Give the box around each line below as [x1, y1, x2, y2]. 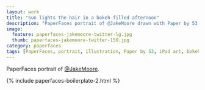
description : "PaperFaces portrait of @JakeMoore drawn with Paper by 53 [6, 20, 198, 26]
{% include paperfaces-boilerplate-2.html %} [6, 77, 120, 84]
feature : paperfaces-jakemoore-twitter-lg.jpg [12, 32, 132, 38]
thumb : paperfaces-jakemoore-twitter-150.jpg [12, 37, 130, 43]
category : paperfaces [6, 43, 62, 49]
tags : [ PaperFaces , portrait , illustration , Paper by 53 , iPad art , [6, 49, 184, 55]
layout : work [6, 9, 40, 15]
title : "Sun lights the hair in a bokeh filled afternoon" [6, 15, 160, 21]
